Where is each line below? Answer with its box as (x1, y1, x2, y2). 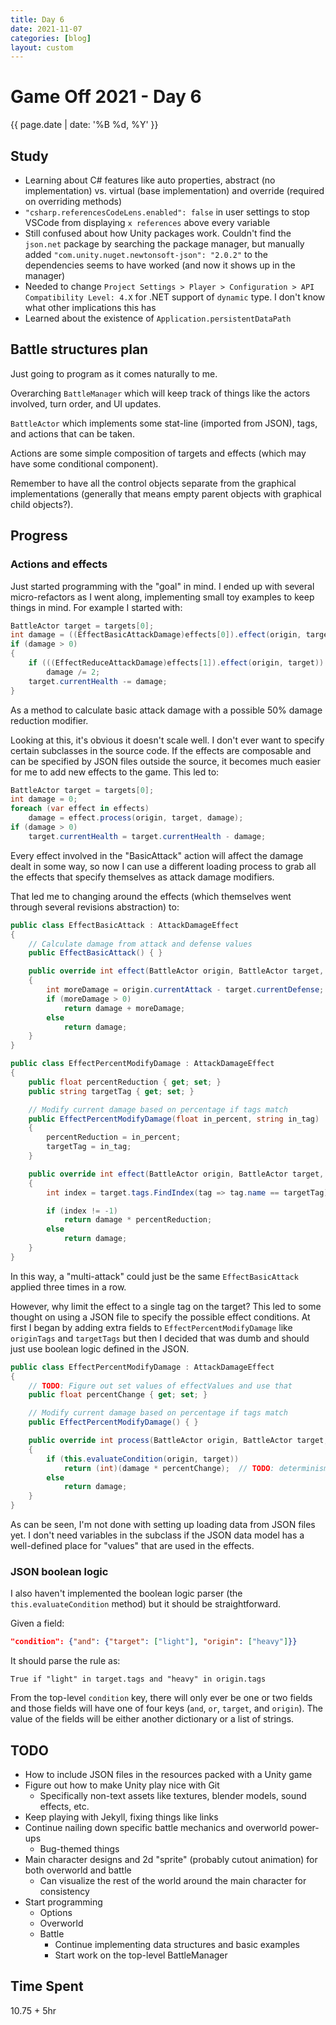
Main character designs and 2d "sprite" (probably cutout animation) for (24, 1853, 318, 1865)
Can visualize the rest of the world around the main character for (39, 1874, 307, 1886)
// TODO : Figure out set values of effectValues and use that (28, 1381, 293, 1391)
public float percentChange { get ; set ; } (28, 1390, 208, 1400)
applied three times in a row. (10, 1281, 127, 1293)
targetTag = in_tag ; (46, 1142, 132, 1152)
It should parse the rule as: (10, 1655, 121, 1667)
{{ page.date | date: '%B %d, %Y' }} (10, 119, 159, 131)
